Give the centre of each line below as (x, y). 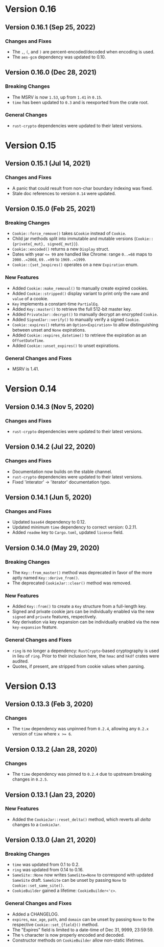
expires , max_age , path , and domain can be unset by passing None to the (83, 919)
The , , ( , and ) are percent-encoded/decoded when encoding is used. (83, 52)
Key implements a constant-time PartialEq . (55, 304)
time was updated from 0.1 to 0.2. (46, 865)
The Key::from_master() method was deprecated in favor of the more (82, 572)
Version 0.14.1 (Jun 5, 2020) (48, 497)
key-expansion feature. (35, 627)
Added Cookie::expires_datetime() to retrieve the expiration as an (79, 335)
